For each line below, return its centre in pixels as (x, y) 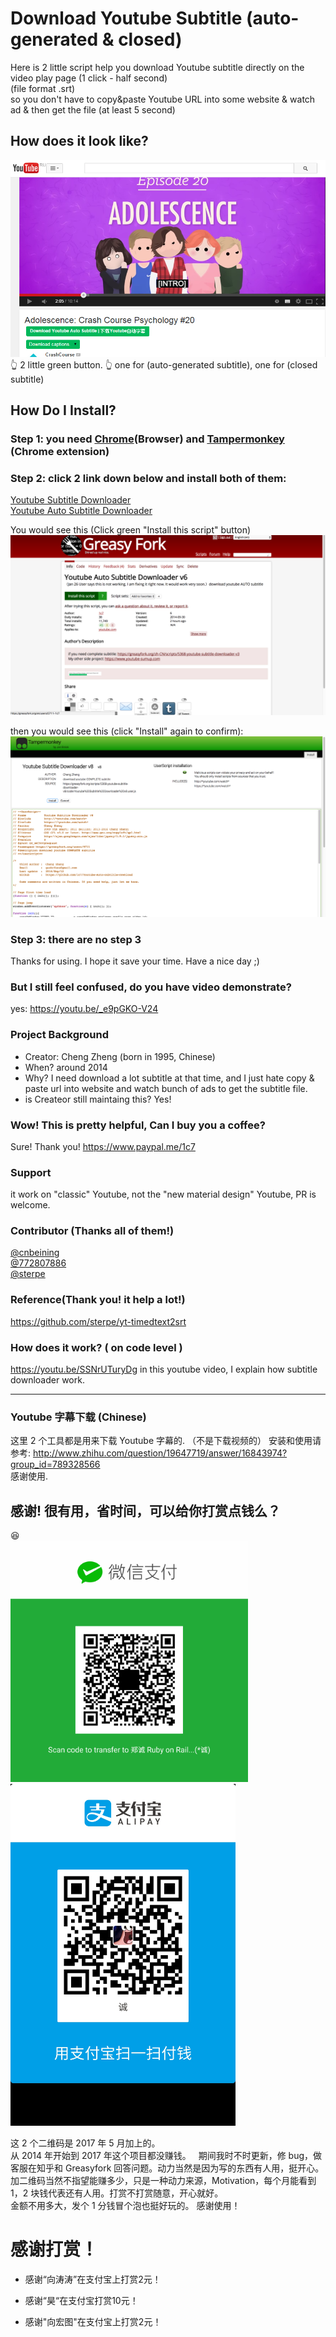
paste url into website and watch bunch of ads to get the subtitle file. (166, 1088)
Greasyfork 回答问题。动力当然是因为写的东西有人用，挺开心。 (194, 2168)
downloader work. (47, 1380)
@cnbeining (35, 1253)
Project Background (59, 1035)
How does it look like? (79, 141)
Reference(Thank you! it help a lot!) (98, 1300)
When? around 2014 (66, 1067)
